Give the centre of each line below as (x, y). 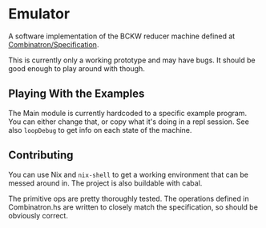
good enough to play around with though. (77, 68)
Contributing (41, 156)
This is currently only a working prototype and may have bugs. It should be (132, 60)
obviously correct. (38, 215)
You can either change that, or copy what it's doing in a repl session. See (129, 122)
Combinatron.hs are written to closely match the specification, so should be (133, 207)
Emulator (39, 14)
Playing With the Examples (77, 94)
